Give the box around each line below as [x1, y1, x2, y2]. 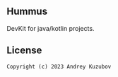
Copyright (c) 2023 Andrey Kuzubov [6, 63, 112, 70]
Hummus [6, 6, 47, 17]
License [6, 45, 42, 57]
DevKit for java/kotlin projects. [6, 24, 95, 32]
